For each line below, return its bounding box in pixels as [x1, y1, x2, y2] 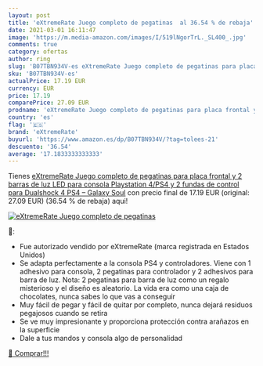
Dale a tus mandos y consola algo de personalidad [19, 334, 182, 343]
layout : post [8, 11, 51, 20]
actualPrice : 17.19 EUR [8, 77, 86, 85]
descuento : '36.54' [8, 143, 72, 150]
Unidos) [19, 250, 45, 259]
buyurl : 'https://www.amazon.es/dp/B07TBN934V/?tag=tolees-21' [8, 135, 219, 143]
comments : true [8, 41, 58, 49]
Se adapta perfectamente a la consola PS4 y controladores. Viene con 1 [19, 259, 251, 268]
